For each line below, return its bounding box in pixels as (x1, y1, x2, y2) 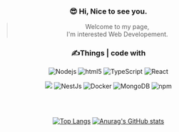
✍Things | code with (71, 48, 146, 58)
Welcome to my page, (85, 23, 150, 31)
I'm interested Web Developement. (66, 30, 168, 38)
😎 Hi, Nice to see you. (69, 6, 148, 16)
